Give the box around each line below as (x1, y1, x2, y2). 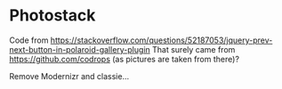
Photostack (9, 5, 96, 26)
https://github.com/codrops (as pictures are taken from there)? (9, 53, 240, 64)
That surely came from (151, 44, 236, 54)
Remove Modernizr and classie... (9, 70, 130, 81)
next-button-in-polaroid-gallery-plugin (9, 44, 151, 54)
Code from (9, 35, 49, 45)
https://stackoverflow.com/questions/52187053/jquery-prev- (50, 35, 273, 45)
